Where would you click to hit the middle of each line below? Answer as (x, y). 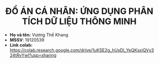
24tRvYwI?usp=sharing (33, 55)
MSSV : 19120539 (27, 40)
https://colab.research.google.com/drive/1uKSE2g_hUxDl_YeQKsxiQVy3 (82, 50)
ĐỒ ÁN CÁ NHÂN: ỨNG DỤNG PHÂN (79, 11)
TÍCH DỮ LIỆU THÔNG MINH (79, 21)
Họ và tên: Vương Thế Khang (39, 35)
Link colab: (21, 45)
